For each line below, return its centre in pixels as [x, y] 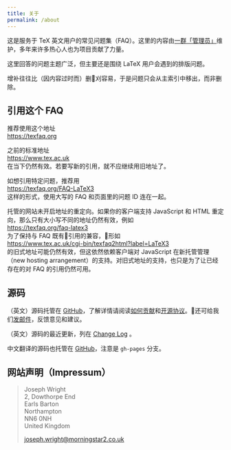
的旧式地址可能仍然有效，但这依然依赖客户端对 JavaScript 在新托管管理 [108, 252]
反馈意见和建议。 [61, 319]
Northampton [43, 411]
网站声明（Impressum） [59, 372]
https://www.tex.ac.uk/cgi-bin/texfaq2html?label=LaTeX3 [88, 244]
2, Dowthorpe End [49, 396]
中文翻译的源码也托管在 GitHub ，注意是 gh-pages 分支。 [86, 349]
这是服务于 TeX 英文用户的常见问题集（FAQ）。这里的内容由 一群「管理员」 [112, 40]
